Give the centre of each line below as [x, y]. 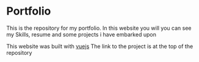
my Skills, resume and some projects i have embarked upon [81, 34]
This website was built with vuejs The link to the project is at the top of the [100, 46]
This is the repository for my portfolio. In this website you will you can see [99, 28]
